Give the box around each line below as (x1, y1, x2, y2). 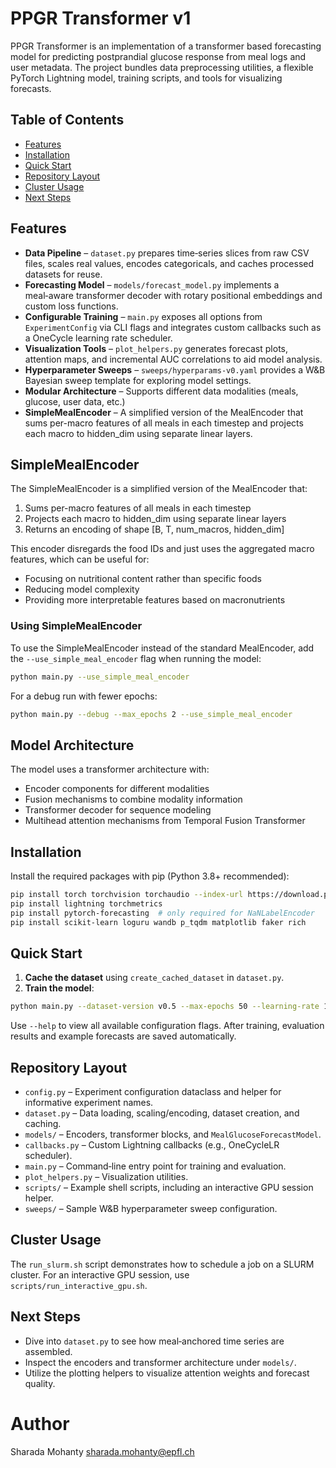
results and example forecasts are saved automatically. (10, 1030, 237, 1042)
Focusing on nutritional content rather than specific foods (24, 573, 263, 585)
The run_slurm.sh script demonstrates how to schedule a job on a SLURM (10, 1258, 315, 1270)
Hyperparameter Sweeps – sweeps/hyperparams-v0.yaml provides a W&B (24, 363, 326, 376)
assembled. (24, 1345, 73, 1357)
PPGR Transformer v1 (10, 7, 192, 30)
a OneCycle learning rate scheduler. (24, 332, 173, 344)
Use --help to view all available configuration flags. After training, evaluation (10, 1020, 325, 1032)
